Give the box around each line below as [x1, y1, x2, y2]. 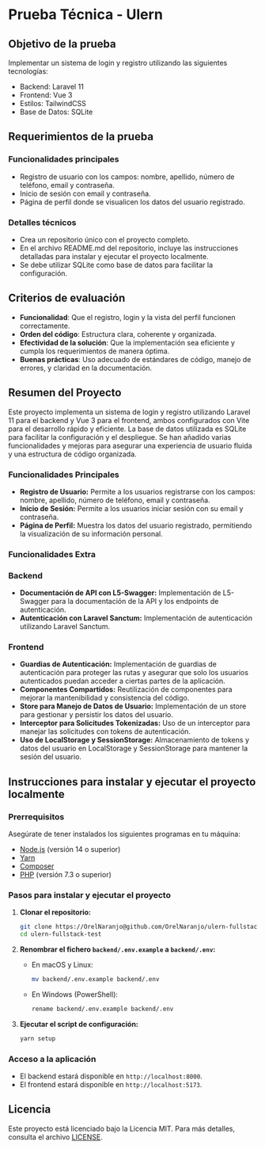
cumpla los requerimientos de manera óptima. [19, 346, 170, 356]
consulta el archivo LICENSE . [8, 1132, 103, 1142]
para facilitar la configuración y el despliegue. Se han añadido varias [8, 432, 232, 441]
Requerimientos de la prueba [8, 130, 154, 143]
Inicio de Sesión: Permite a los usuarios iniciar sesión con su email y [19, 503, 244, 513]
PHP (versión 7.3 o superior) [19, 870, 112, 880]
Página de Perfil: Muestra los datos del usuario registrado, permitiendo [19, 521, 252, 530]
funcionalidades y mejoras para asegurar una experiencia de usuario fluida [8, 441, 252, 450]
